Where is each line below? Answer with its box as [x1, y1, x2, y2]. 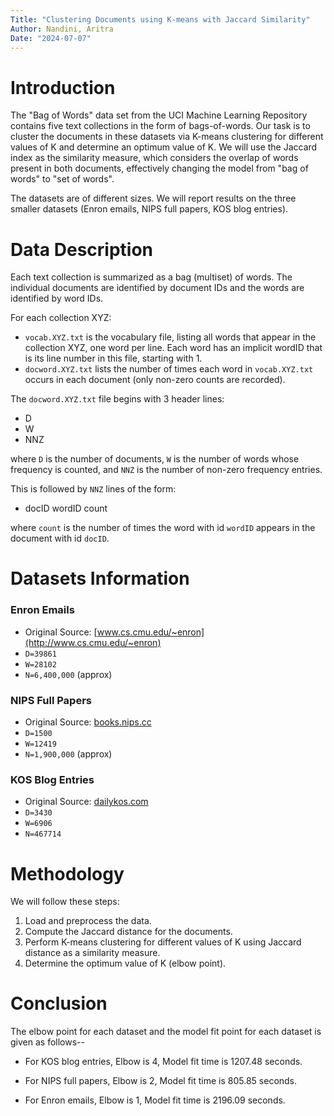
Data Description [10, 238, 154, 261]
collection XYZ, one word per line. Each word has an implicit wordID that [24, 342, 323, 354]
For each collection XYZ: [10, 312, 112, 324]
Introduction [10, 76, 116, 99]
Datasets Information [10, 567, 190, 590]
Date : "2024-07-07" [10, 33, 92, 43]
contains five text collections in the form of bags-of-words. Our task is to [10, 120, 311, 132]
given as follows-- [10, 1036, 85, 1048]
